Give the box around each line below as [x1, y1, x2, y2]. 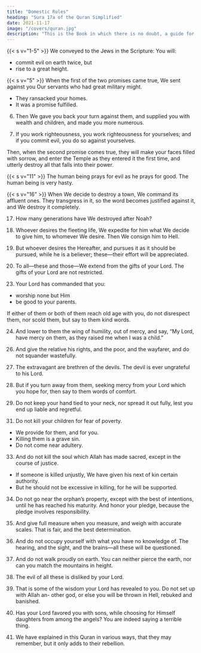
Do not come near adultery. [15, 442, 83, 449]
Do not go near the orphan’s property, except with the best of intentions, [15, 495, 194, 502]
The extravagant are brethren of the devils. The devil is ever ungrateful [15, 364, 190, 371]
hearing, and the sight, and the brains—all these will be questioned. [15, 544, 182, 551]
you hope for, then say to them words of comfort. [15, 388, 137, 395]
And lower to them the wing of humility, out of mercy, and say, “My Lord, [15, 328, 194, 335]
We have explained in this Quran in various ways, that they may [15, 634, 172, 641]
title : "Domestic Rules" [7, 8, 69, 15]
